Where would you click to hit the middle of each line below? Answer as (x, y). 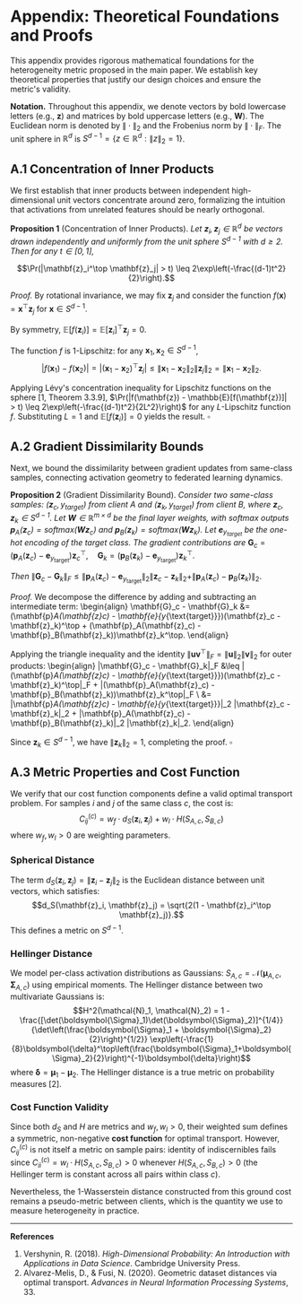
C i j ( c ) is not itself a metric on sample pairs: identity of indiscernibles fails (143, 1149)
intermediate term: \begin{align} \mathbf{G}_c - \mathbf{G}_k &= (130, 606)
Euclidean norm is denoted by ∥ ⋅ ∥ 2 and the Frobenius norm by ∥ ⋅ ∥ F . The (146, 126)
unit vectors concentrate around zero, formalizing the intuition (171, 200)
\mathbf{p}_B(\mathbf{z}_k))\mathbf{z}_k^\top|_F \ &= (111, 694)
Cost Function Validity (60, 1107)
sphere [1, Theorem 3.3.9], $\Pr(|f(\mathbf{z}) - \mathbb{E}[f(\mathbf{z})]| (149, 397)
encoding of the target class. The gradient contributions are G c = (145, 543)
